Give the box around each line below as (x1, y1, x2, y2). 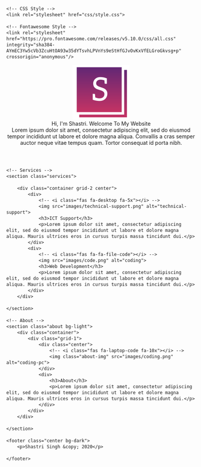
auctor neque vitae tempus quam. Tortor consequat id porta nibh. (20, 139, 182, 146)
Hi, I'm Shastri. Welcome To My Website (51, 120, 151, 127)
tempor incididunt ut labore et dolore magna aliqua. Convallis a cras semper (7, 133, 196, 140)
